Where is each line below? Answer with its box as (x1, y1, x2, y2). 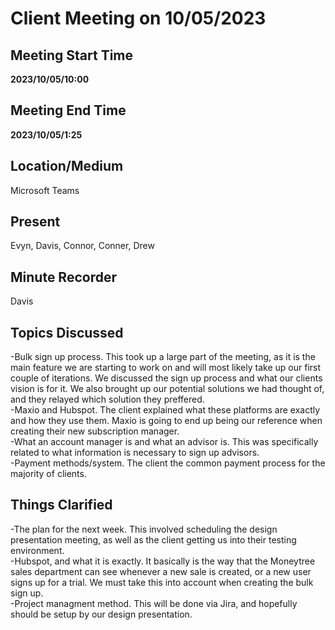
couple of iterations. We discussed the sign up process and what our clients (10, 372, 323, 384)
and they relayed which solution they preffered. (10, 393, 205, 406)
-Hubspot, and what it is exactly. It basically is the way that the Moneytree (10, 555, 316, 567)
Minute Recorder (10, 268, 117, 286)
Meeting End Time (10, 102, 127, 119)
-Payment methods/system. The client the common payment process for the (10, 457, 326, 469)
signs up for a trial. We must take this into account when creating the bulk (10, 576, 314, 588)
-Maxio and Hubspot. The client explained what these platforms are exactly (10, 404, 321, 416)
